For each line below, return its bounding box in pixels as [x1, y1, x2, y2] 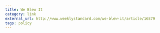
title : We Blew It [5, 7, 43, 12]
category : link [5, 12, 36, 16]
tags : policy [5, 20, 32, 26]
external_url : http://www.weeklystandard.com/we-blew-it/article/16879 [5, 16, 155, 21]
